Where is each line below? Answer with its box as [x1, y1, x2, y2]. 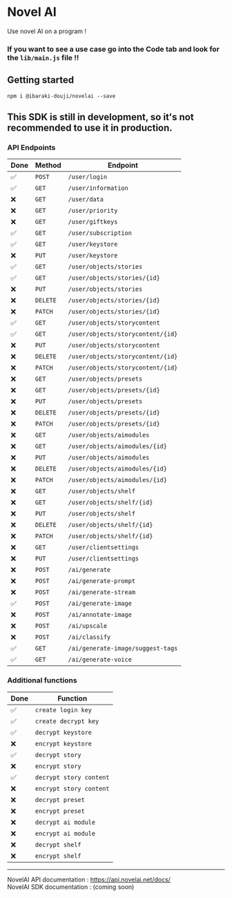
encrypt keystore [35, 740, 92, 747]
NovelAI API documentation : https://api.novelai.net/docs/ [7, 875, 171, 883]
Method [35, 160, 62, 170]
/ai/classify [68, 633, 111, 641]
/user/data [68, 195, 104, 204]
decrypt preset [35, 796, 85, 803]
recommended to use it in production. [7, 122, 173, 134]
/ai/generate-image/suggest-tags [68, 644, 178, 653]
